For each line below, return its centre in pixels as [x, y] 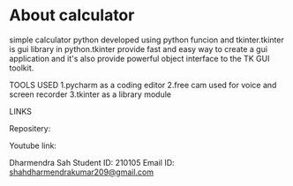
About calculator [72, 15]
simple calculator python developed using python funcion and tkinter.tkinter [146, 40]
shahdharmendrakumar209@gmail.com [82, 172]
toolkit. [22, 68]
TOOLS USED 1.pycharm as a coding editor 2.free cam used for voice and [143, 85]
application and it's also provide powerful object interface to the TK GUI [139, 58]
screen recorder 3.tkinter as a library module [90, 94]
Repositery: [30, 128]
